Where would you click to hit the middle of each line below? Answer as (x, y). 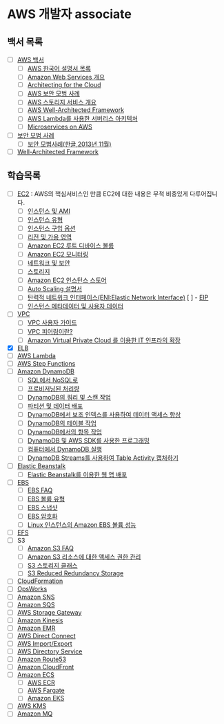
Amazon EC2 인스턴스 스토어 (67, 280)
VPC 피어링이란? (50, 331)
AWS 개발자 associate (70, 14)
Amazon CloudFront (45, 667)
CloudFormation (40, 581)
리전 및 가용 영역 (50, 236)
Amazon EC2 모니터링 (58, 254)
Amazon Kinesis (40, 620)
